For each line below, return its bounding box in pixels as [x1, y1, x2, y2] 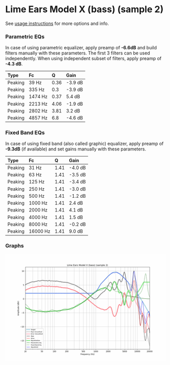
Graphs [5, 242, 24, 250]
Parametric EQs [5, 33, 45, 40]
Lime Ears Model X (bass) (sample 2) [5, 4, 164, 15]
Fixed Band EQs [5, 129, 45, 136]
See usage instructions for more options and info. [5, 20, 109, 26]
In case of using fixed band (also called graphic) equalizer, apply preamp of [5, 141, 164, 147]
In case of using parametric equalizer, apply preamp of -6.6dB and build [5, 45, 157, 51]
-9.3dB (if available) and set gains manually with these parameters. [5, 146, 147, 152]
